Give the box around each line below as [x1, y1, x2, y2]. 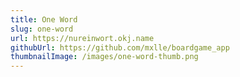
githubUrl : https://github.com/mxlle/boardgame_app [10, 42, 230, 53]
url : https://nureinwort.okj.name [10, 33, 155, 43]
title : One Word [10, 14, 78, 25]
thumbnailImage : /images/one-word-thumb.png [10, 52, 199, 62]
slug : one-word [10, 24, 74, 34]
